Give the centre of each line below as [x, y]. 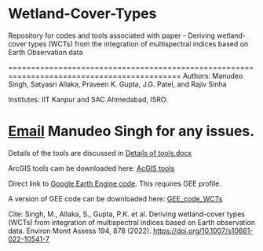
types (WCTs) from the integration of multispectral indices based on [139, 43]
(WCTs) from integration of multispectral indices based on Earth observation [131, 222]
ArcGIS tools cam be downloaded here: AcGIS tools [91, 168]
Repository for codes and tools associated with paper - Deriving [112, 35]
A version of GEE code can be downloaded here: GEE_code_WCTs [115, 198]
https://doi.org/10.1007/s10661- [203, 231]
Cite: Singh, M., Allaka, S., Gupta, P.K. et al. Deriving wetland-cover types [127, 214]
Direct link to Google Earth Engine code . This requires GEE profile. [115, 183]
